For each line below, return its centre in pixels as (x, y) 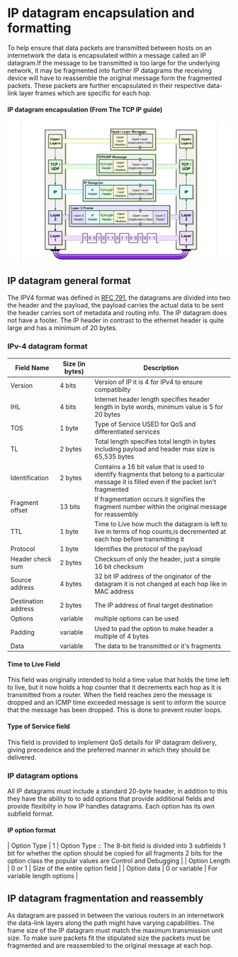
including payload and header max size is (155, 449)
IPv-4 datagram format (47, 346)
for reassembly (117, 514)
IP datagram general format (69, 281)
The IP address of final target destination (154, 605)
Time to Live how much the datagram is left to (161, 524)
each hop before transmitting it (139, 539)
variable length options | (43, 876)
